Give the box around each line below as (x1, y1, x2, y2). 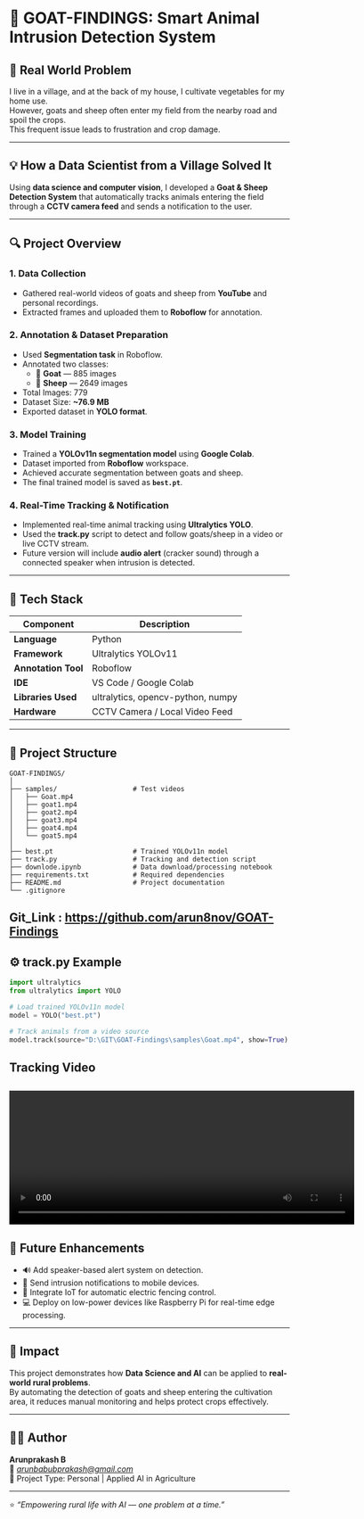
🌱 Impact (9, 1344, 60, 1359)
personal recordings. (21, 297, 99, 308)
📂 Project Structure (9, 745, 117, 761)
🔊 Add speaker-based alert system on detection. (21, 1265, 204, 1275)
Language (13, 633, 58, 646)
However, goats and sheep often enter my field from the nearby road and (9, 105, 278, 115)
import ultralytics (9, 978, 82, 987)
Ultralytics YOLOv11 (92, 648, 178, 660)
